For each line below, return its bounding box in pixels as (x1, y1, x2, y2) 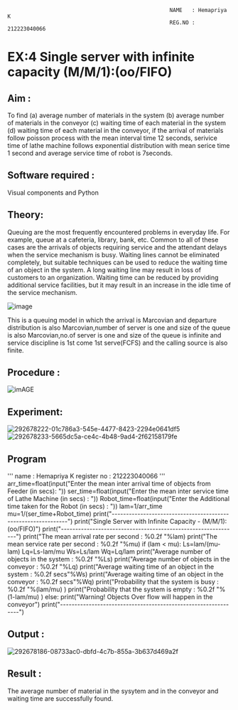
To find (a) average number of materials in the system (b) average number (7, 111, 225, 119)
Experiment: (7, 406, 63, 418)
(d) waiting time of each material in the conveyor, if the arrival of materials (7, 127, 224, 134)
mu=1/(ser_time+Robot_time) (7, 510, 92, 518)
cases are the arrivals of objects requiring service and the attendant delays (7, 242, 227, 252)
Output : (7, 628, 45, 640)
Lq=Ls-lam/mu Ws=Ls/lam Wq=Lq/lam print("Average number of (21, 547, 212, 556)
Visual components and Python (7, 188, 99, 197)
